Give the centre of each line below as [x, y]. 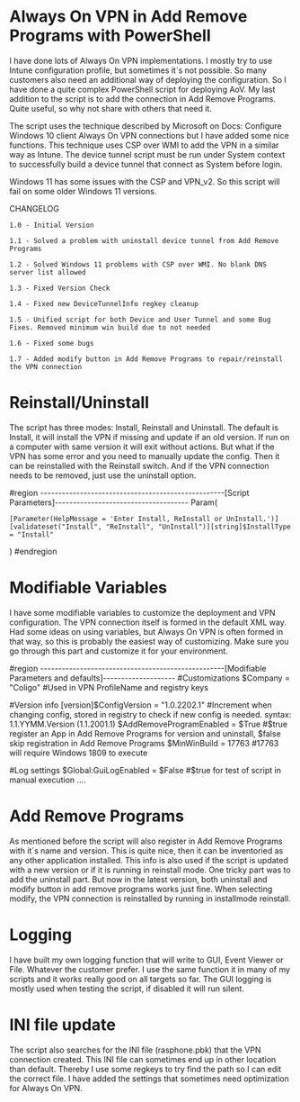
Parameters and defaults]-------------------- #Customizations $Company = [150, 678]
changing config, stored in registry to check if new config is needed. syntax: [150, 714]
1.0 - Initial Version [52, 225]
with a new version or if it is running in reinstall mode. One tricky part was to [150, 870]
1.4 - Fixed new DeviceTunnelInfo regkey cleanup [104, 303]
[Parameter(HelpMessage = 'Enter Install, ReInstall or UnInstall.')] [144, 519]
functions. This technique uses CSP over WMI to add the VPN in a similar [144, 145]
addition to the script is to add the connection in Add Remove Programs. [143, 99]
